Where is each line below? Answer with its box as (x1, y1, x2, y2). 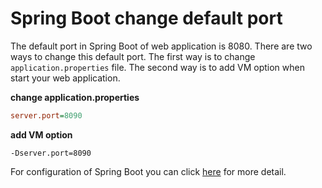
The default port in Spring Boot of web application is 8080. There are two (10, 40, 313, 52)
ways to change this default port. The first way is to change (10, 50, 256, 62)
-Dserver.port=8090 (10, 148, 92, 158)
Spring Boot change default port (10, 7, 283, 30)
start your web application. (10, 72, 121, 84)
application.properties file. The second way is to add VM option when (10, 61, 305, 73)
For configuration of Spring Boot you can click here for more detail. (10, 165, 287, 177)
